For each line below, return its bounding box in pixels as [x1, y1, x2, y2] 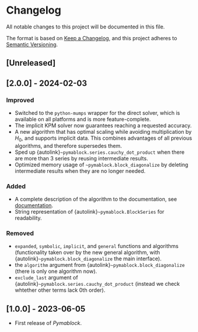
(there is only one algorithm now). [14, 267, 98, 275]
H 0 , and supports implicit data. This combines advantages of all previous [14, 134, 192, 143]
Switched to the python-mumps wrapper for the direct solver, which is [14, 109, 180, 117]
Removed [6, 229, 34, 237]
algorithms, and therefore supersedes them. [14, 142, 122, 149]
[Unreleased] [6, 58, 56, 68]
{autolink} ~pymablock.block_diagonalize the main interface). [14, 255, 162, 262]
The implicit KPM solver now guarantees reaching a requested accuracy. [14, 122, 192, 129]
